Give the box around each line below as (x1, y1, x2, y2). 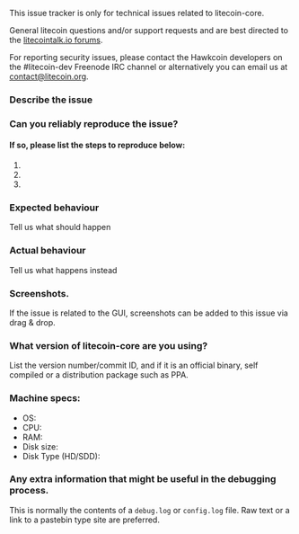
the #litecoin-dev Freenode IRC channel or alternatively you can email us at (9, 62, 288, 72)
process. (9, 485, 49, 497)
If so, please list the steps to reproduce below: (9, 139, 186, 151)
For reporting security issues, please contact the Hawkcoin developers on (9, 52, 283, 62)
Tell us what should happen (9, 222, 111, 233)
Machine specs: (9, 392, 81, 405)
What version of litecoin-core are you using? (9, 339, 208, 352)
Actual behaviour (9, 245, 87, 257)
